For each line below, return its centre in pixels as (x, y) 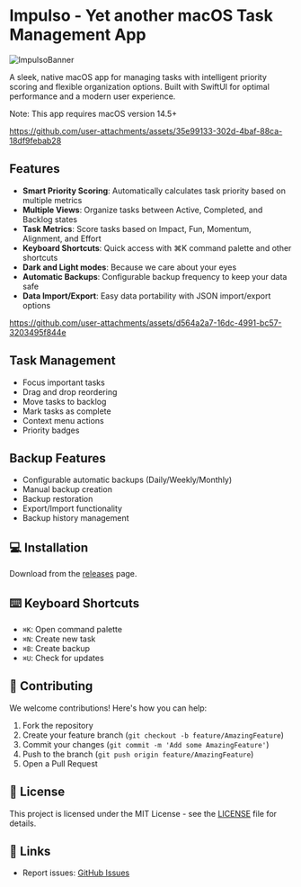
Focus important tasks (63, 382)
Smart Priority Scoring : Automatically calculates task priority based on (154, 191)
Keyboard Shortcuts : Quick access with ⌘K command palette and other (157, 247)
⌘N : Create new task (59, 639)
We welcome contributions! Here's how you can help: (108, 708)
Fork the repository (58, 725)
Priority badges (51, 430)
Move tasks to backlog (64, 401)
